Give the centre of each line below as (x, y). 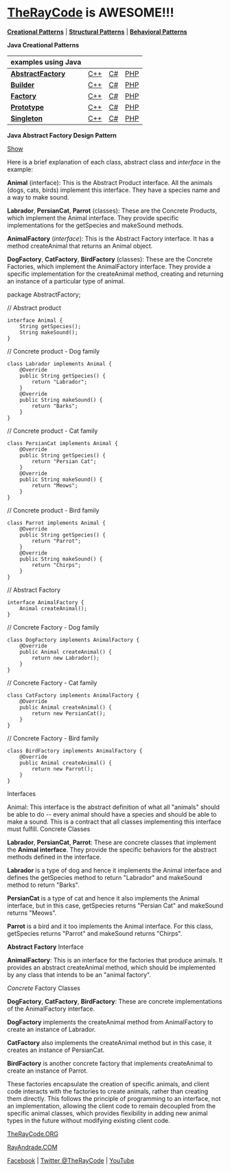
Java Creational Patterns (43, 45)
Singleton (27, 118)
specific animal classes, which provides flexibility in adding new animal (107, 1113)
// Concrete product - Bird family (53, 510)
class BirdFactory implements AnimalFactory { (75, 751)
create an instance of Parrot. (47, 1071)
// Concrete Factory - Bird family (53, 738)
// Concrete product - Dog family (54, 351)
